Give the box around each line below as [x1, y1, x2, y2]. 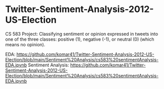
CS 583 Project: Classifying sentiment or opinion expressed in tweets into [5, 31, 158, 37]
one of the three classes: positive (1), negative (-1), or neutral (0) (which [5, 36, 154, 42]
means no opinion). [5, 41, 45, 47]
